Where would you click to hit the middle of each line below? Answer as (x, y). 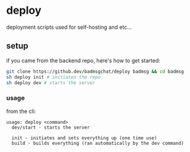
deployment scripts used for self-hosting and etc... (69, 27)
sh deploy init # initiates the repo (54, 77)
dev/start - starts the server (51, 127)
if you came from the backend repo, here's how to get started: (83, 60)
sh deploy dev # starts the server (51, 83)
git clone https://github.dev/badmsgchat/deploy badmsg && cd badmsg (95, 71)
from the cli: (21, 111)
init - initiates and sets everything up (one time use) (84, 138)
